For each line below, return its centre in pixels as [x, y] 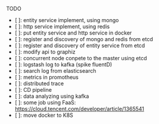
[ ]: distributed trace [39, 83]
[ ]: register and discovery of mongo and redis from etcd [84, 39]
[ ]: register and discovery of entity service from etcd [80, 45]
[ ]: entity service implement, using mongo [67, 20]
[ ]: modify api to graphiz [45, 52]
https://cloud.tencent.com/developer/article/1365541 [79, 109]
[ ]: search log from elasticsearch [55, 71]
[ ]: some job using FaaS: [45, 103]
